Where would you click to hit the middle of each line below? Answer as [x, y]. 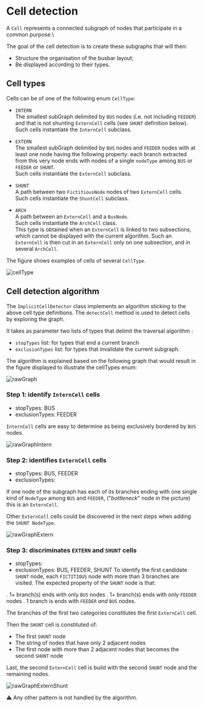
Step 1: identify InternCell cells [53, 395]
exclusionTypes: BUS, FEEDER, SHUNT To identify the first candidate [101, 570]
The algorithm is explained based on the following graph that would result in [101, 360]
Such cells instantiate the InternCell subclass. [73, 129]
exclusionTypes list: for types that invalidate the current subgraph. [97, 349]
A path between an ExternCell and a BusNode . [72, 216]
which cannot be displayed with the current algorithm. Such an [93, 236]
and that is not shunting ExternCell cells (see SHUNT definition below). [101, 123]
